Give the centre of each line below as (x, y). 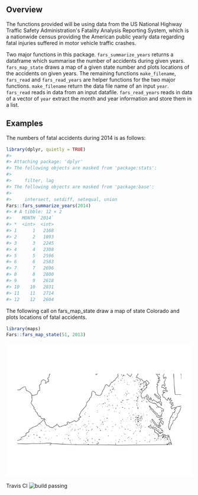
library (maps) (24, 328)
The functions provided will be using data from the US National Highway (94, 24)
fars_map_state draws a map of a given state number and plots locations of (98, 67)
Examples (25, 124)
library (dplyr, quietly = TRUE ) (46, 149)
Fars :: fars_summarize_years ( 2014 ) (49, 206)
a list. (13, 105)
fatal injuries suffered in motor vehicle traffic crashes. (71, 43)
